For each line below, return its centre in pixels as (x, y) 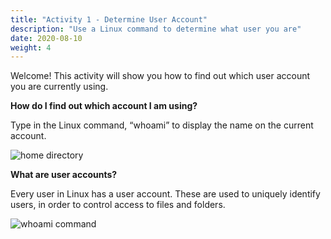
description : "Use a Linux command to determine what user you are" (156, 29)
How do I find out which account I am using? (104, 106)
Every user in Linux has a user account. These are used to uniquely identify (165, 194)
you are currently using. (59, 87)
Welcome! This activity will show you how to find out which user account (160, 76)
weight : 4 (31, 47)
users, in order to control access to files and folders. (118, 205)
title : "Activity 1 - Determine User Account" (109, 19)
